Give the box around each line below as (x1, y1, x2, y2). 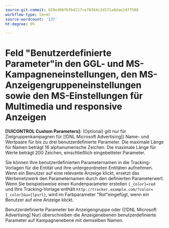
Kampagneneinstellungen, (5, 69, 119, 81)
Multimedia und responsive (5, 101, 123, 112)
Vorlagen (5, 165, 24, 171)
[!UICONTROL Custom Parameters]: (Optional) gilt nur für (5, 128, 127, 134)
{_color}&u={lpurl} (5, 192, 46, 198)
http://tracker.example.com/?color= (76, 187, 153, 192)
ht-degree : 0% (5, 21, 35, 27)
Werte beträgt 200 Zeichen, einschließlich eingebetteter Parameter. (5, 149, 145, 156)
